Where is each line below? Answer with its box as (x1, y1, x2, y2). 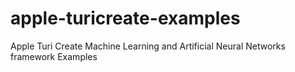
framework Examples (10, 50, 98, 62)
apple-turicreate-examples (10, 7, 241, 30)
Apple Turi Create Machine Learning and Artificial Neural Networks (10, 40, 286, 52)
